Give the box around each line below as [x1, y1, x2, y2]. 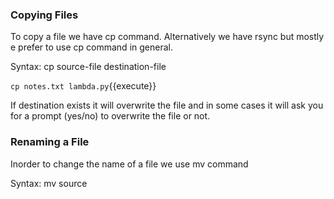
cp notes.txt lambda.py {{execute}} [10, 80, 157, 92]
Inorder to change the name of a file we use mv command [10, 158, 249, 170]
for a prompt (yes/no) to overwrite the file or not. [10, 110, 211, 122]
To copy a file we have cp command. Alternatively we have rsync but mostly [10, 31, 325, 43]
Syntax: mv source [10, 177, 88, 189]
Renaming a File [10, 135, 90, 149]
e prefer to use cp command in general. [10, 41, 173, 53]
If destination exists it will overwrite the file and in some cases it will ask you [10, 99, 324, 112]
